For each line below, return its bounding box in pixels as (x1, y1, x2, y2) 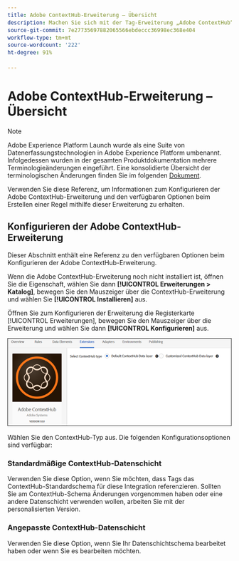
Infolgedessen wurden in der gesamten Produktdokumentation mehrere (7, 155, 217, 164)
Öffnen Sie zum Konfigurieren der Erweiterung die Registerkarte (7, 309, 195, 317)
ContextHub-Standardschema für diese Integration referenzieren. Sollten (7, 482, 221, 491)
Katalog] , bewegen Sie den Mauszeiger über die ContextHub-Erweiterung (7, 287, 225, 296)
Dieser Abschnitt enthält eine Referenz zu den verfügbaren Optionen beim (7, 250, 225, 259)
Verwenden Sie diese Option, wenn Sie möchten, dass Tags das (7, 475, 194, 483)
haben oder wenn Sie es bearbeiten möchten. (7, 546, 142, 555)
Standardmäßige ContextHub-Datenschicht (7, 458, 162, 468)
